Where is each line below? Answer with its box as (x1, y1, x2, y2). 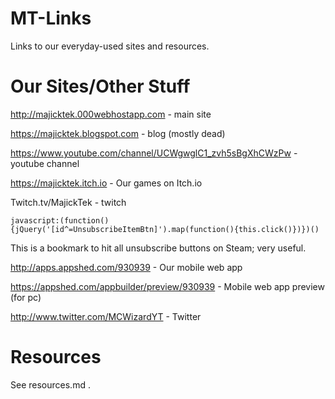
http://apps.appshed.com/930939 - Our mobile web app (10, 261, 243, 273)
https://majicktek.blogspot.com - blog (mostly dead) (10, 127, 226, 139)
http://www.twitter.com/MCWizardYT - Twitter (10, 310, 202, 322)
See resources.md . (10, 378, 91, 391)
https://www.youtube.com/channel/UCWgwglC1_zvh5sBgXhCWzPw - (10, 147, 298, 159)
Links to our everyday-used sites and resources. (10, 40, 210, 52)
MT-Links (10, 7, 92, 30)
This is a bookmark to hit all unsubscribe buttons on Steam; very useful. (10, 242, 307, 254)
